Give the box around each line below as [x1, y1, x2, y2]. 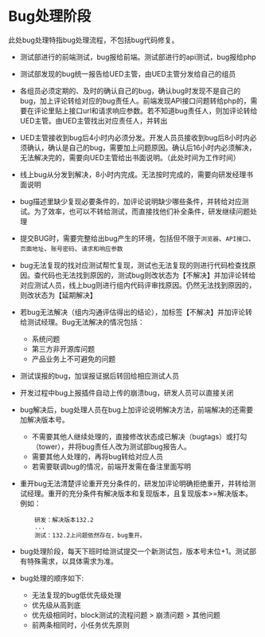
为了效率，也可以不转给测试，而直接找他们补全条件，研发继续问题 [33, 206, 251, 216]
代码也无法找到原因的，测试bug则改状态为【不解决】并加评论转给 [41, 270, 256, 280]
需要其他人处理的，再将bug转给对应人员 [31, 451, 164, 461]
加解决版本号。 [19, 415, 69, 424]
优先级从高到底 [31, 600, 81, 610]
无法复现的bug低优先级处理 [31, 590, 122, 600]
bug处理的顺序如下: [19, 573, 84, 583]
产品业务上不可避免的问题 [31, 354, 116, 364]
